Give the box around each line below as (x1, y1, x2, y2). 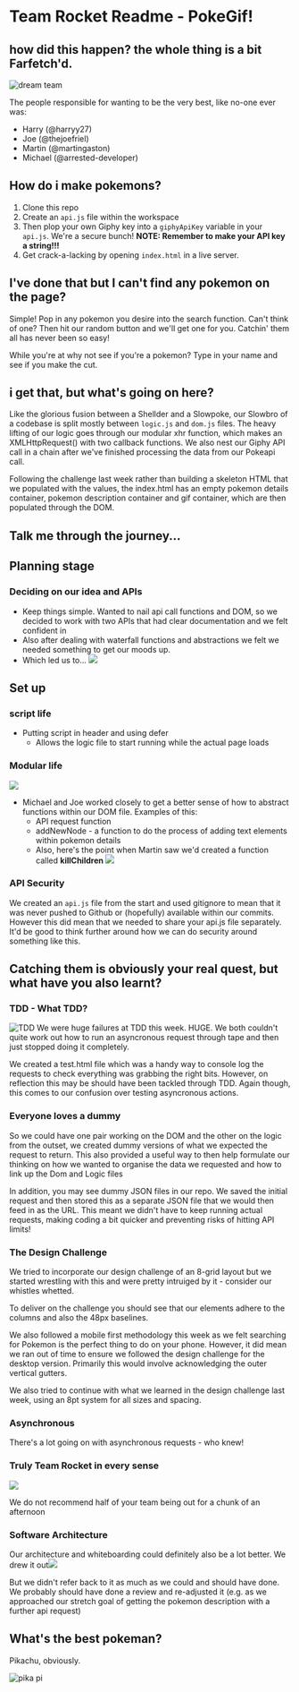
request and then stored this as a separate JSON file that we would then (9, 1195, 275, 1206)
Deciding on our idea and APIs (9, 585, 143, 598)
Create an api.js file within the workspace (21, 211, 179, 222)
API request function (35, 816, 112, 826)
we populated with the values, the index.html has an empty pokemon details (9, 483, 289, 494)
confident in (21, 625, 67, 636)
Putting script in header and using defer (21, 728, 170, 739)
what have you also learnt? (9, 976, 162, 991)
